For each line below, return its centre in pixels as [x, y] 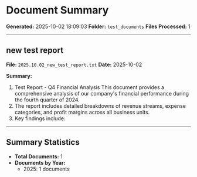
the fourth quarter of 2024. [47, 100]
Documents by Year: [40, 162]
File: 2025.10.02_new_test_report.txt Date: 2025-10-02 [74, 64]
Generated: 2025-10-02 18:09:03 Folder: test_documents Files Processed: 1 [98, 26]
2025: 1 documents [47, 169]
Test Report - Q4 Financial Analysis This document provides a [89, 87]
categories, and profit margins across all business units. [82, 112]
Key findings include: [40, 118]
